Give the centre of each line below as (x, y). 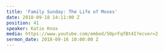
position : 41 (23, 23)
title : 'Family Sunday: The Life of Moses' (62, 12)
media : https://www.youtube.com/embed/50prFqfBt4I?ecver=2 (82, 34)
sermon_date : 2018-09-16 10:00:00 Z (52, 39)
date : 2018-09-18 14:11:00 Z (43, 17)
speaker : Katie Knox (32, 28)
